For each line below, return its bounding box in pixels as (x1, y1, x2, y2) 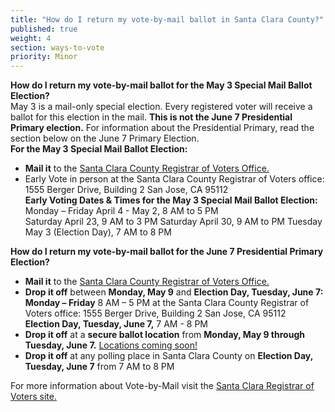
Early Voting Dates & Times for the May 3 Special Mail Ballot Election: (24, 194, 318, 206)
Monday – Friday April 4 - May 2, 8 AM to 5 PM (24, 205, 219, 217)
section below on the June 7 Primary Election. (10, 132, 200, 145)
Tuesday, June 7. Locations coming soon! (24, 339, 198, 351)
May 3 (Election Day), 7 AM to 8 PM (24, 226, 172, 238)
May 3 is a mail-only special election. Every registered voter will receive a (10, 101, 313, 113)
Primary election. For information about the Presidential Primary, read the (10, 122, 315, 134)
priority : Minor (10, 52, 78, 62)
